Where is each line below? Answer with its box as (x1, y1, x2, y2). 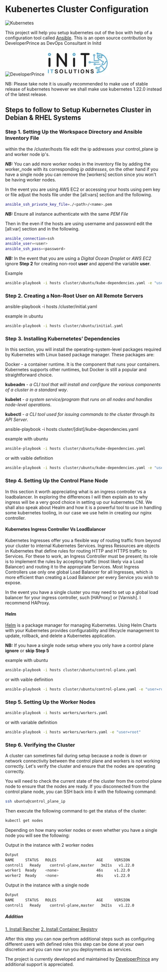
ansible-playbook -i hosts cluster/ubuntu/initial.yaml (5, 324, 123, 328)
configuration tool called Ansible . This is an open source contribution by (5, 35, 153, 41)
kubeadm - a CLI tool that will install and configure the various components (5, 382, 161, 388)
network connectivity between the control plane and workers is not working (5, 758, 161, 764)
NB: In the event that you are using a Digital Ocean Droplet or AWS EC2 (5, 255, 152, 261)
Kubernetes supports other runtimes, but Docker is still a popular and (5, 367, 147, 373)
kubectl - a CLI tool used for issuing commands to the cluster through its (5, 411, 155, 417)
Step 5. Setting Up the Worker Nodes (5, 698, 96, 705)
